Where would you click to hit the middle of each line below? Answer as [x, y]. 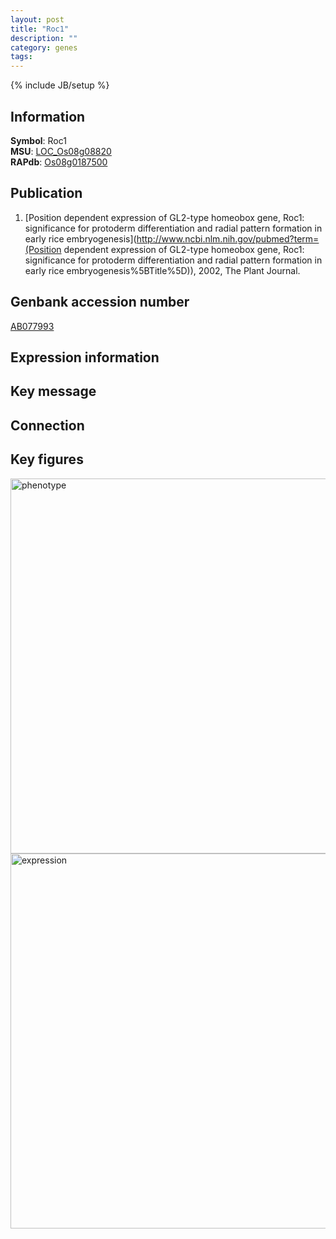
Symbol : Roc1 [38, 140]
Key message [53, 391]
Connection [47, 425]
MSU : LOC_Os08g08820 [61, 151]
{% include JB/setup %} [60, 85]
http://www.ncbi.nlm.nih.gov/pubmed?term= [228, 238]
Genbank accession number [100, 302]
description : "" [44, 38]
